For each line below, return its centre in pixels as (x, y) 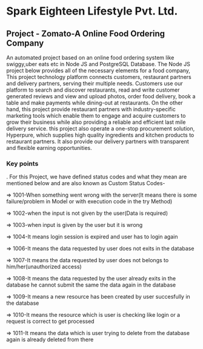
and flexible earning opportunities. (49, 148)
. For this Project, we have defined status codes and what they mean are (97, 177)
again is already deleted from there (50, 340)
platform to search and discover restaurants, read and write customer (93, 90)
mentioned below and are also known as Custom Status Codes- (86, 183)
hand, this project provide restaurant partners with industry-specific (91, 109)
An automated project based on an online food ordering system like (90, 58)
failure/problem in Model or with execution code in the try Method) (89, 202)
